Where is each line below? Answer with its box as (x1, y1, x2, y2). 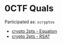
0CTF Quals (4, 3, 54, 14)
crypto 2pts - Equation (11, 28, 57, 34)
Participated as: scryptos (4, 19, 55, 25)
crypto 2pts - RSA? (11, 33, 50, 39)
